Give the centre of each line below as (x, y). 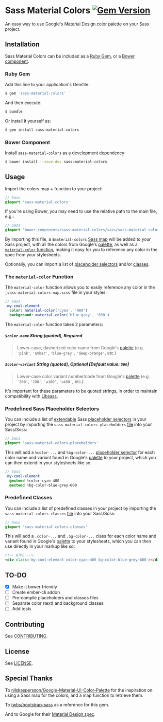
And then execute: (23, 103)
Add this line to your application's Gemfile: (47, 85)
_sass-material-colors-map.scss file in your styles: (56, 292)
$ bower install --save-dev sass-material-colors (56, 162)
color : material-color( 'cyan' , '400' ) (49, 311)
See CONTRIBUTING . (26, 636)
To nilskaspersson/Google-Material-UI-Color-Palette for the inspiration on (79, 690)
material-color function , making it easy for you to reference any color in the (81, 250)
